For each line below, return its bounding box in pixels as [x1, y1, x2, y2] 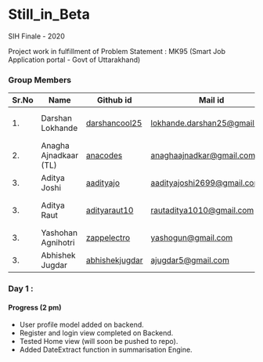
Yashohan [41, 227, 78, 238]
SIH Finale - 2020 [8, 31, 65, 41]
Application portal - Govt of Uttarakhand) [8, 55, 141, 64]
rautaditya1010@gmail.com [150, 205, 254, 216]
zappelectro [85, 233, 131, 244]
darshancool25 [85, 118, 142, 129]
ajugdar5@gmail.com [150, 255, 229, 266]
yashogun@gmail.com [150, 233, 233, 244]
